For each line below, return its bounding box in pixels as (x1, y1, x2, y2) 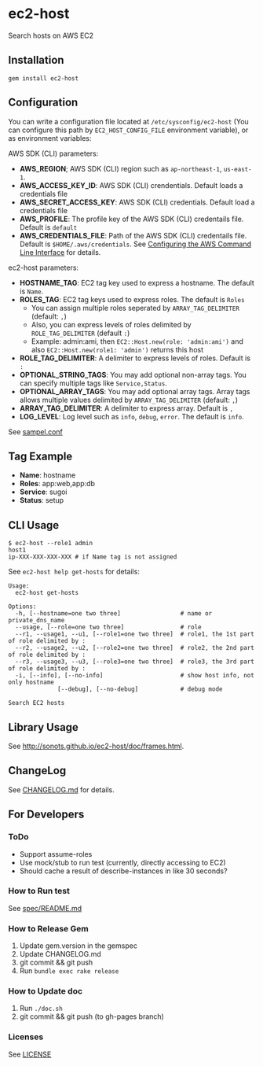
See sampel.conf (8, 426, 63, 437)
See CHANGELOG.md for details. (8, 784, 115, 795)
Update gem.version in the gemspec (19, 941, 137, 950)
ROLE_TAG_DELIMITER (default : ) (31, 328, 130, 338)
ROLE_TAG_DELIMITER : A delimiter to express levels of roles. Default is (19, 353, 251, 363)
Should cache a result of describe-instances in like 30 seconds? (19, 866, 228, 876)
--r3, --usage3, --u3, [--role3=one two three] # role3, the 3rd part (15, 658, 255, 666)
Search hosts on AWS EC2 (8, 31, 94, 40)
